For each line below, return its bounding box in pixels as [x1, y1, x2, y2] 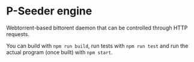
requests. [6, 30, 30, 37]
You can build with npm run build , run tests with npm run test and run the [6, 42, 189, 49]
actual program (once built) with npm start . [6, 48, 113, 55]
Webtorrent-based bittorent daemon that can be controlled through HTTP [6, 24, 188, 31]
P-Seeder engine [6, 4, 92, 18]
